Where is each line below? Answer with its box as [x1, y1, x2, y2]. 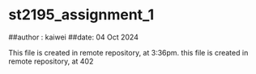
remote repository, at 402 [8, 56, 94, 66]
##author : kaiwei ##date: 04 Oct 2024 [8, 32, 139, 42]
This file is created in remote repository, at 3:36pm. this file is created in [8, 47, 249, 57]
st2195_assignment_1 [8, 6, 155, 24]
